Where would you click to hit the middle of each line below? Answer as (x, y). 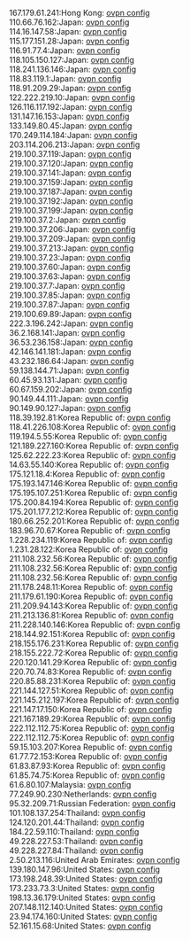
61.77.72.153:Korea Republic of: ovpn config (88, 756)
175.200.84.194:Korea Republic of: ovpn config (94, 502)
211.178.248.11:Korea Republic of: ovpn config (91, 587)
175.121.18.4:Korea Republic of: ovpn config (87, 474)
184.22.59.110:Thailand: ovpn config (74, 831)
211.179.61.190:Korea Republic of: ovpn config (91, 596)
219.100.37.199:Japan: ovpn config (72, 210)
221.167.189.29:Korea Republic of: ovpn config (92, 719)
